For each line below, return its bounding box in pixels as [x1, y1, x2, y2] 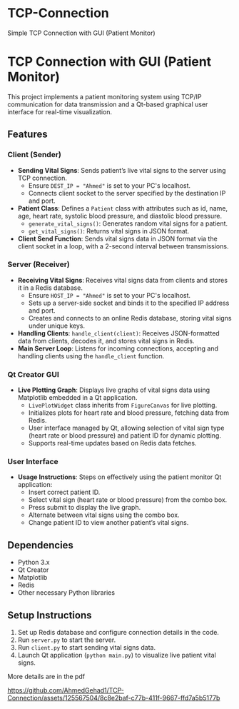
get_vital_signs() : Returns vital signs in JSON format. [28, 226, 190, 235]
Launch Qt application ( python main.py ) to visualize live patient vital [17, 651, 216, 660]
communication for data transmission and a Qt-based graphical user [7, 100, 208, 109]
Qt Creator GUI [7, 369, 59, 379]
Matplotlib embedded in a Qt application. [17, 393, 138, 402]
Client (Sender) [7, 150, 62, 160]
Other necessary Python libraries [17, 588, 116, 597]
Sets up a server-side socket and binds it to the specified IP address [28, 298, 230, 307]
